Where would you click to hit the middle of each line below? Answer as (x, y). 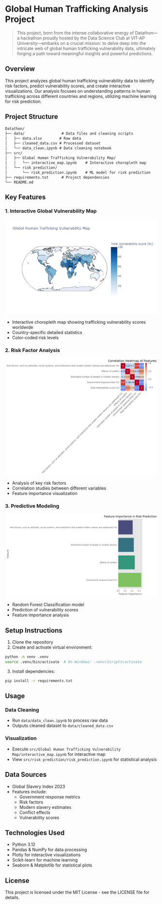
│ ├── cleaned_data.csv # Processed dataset (53, 143)
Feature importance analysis (40, 615)
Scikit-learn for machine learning (45, 860)
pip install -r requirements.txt (39, 681)
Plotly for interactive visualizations (46, 855)
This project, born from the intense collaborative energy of (75, 33)
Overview (20, 69)
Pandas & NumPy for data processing (49, 850)
